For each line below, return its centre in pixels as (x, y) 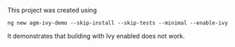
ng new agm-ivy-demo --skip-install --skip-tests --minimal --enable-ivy (118, 23)
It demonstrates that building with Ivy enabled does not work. (96, 36)
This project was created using (52, 10)
